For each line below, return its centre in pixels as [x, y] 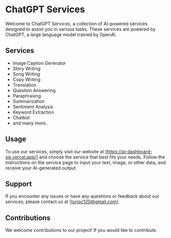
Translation [25, 85]
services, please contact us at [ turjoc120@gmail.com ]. [63, 202]
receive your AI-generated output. [41, 168]
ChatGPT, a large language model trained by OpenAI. [61, 34]
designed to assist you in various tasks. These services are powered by [80, 29]
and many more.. [30, 123]
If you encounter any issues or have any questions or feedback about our [82, 196]
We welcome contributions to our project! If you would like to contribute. [81, 230]
